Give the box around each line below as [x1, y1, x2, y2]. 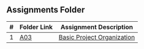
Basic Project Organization [58, 33, 135, 41]
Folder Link [19, 22, 53, 31]
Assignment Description [60, 22, 134, 31]
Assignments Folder [6, 5, 85, 15]
